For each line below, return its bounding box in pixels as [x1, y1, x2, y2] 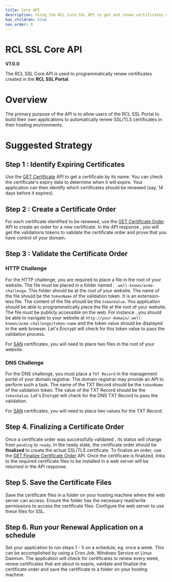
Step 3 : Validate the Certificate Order [5, 249, 128, 258]
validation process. [5, 331, 46, 337]
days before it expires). [5, 190, 54, 196]
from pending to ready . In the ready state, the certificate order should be [5, 441, 157, 448]
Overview [5, 94, 48, 105]
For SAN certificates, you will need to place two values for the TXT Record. [5, 407, 163, 414]
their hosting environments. [5, 122, 63, 128]
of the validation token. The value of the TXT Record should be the [5, 387, 146, 393]
